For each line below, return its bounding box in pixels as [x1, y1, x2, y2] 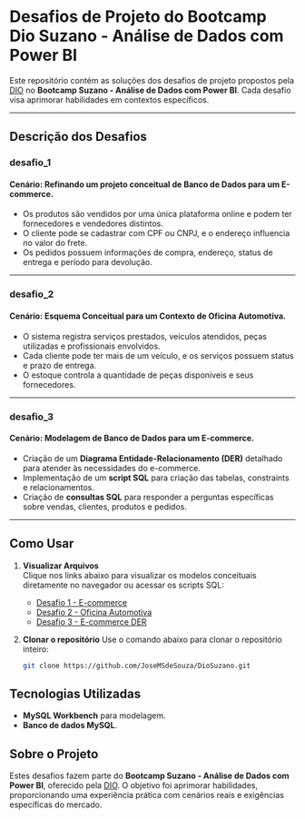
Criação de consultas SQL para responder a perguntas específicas [22, 491, 274, 502]
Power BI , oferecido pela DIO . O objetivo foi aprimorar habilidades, [9, 780, 259, 791]
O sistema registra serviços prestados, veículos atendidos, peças [22, 331, 268, 341]
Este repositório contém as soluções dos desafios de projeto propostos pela [9, 74, 295, 85]
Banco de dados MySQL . [22, 720, 118, 731]
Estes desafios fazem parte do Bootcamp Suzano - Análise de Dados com [9, 770, 290, 782]
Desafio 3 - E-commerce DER [35, 616, 147, 627]
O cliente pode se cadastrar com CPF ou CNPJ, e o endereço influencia [22, 228, 290, 239]
